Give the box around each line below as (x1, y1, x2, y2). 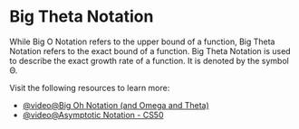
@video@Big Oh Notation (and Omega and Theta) (22, 99, 210, 110)
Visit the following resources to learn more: (9, 82, 170, 93)
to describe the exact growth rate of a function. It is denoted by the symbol (9, 55, 290, 66)
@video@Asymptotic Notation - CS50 (22, 109, 164, 120)
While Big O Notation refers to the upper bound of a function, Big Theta (9, 36, 275, 47)
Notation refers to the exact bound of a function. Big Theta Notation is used (9, 45, 292, 56)
